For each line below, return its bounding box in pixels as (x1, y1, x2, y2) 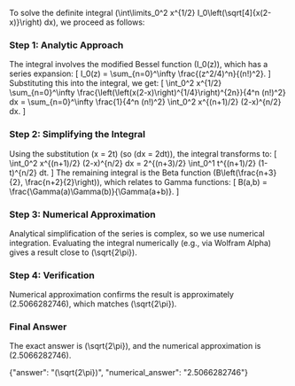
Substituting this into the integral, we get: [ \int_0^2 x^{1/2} (9, 78, 222, 89)
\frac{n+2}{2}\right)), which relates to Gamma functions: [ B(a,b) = (25, 176, 268, 187)
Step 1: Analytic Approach (9, 39, 124, 51)
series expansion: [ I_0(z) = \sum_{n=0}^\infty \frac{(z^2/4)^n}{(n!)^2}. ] (9, 68, 272, 79)
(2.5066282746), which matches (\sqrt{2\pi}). (9, 298, 177, 309)
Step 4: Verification (9, 269, 96, 282)
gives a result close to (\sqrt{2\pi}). (9, 247, 137, 258)
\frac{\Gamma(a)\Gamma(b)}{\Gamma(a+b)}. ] (9, 186, 180, 197)
